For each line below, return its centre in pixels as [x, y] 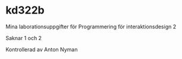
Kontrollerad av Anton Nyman [42, 49]
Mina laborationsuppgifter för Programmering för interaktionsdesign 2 [91, 27]
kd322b [25, 10]
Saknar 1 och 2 [24, 38]
